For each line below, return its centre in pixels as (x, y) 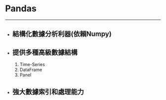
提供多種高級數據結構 (45, 52)
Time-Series (32, 65)
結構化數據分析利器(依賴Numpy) (62, 34)
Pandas (21, 9)
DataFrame (31, 70)
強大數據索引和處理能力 (48, 92)
